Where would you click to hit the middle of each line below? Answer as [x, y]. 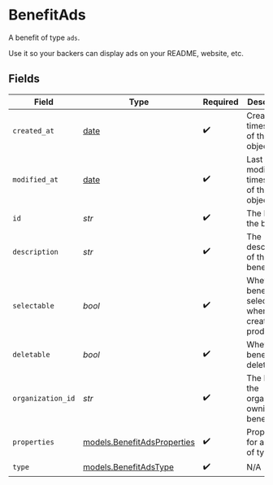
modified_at [36, 179]
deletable [31, 354]
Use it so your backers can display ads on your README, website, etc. [126, 53]
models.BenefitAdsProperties [139, 442]
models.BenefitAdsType [128, 467]
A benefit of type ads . [44, 37]
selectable [33, 306]
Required [221, 102]
